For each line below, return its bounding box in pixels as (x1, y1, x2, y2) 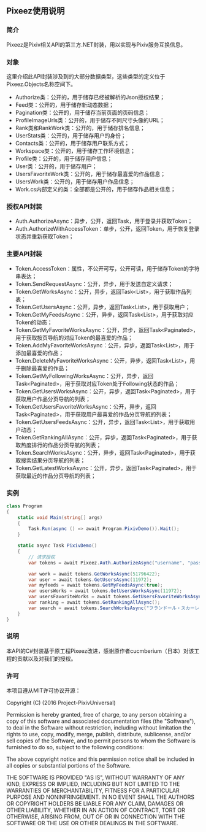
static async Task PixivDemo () (17, 542, 97, 549)
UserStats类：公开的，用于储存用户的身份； (15, 131, 127, 139)
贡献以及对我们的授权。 (17, 655, 77, 662)
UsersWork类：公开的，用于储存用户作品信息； (15, 177, 135, 185)
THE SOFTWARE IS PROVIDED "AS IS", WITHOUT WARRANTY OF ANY (6, 774, 185, 781)
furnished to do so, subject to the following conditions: (6, 744, 144, 751)
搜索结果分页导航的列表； (20, 456, 86, 464)
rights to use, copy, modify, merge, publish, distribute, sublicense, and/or (6, 731, 191, 738)
